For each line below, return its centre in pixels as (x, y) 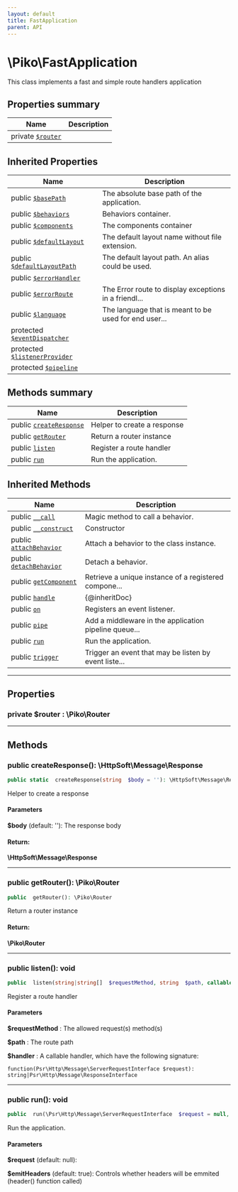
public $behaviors (40, 214)
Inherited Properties (52, 162)
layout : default (31, 14)
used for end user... (135, 318)
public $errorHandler (46, 278)
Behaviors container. (137, 214)
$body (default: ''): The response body (64, 825)
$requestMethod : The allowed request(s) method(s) (85, 1028)
